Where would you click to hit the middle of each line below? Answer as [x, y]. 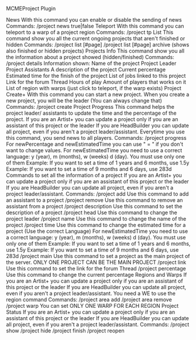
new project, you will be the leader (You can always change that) [84, 101]
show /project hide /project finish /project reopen [65, 331]
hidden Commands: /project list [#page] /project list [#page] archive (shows [98, 44]
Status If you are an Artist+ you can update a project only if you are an [91, 312]
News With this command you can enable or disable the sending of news [94, 20]
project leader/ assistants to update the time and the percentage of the [91, 113]
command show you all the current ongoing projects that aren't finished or [96, 38]
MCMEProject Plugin [31, 8]
